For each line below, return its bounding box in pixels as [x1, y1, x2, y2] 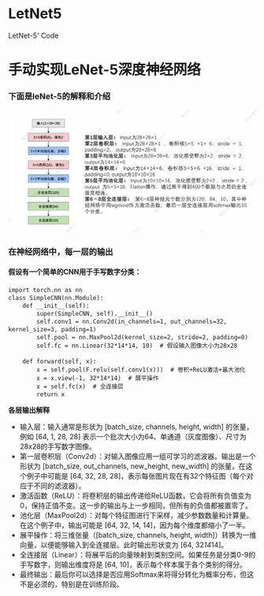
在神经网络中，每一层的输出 [8, 246, 113, 257]
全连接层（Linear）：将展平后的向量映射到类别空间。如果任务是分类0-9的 [19, 550, 256, 560]
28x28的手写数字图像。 [19, 442, 96, 451]
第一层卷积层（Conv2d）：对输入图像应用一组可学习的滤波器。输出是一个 [19, 452, 256, 461]
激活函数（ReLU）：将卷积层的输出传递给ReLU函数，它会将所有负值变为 [19, 491, 252, 501]
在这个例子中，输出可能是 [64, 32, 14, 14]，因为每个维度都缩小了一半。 [19, 520, 250, 530]
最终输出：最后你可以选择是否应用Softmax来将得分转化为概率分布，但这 [19, 570, 255, 579]
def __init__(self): [22, 302, 90, 310]
